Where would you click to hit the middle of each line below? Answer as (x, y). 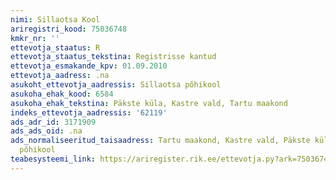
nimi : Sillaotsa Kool (55, 19)
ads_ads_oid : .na (46, 131)
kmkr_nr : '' (35, 38)
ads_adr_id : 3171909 (53, 122)
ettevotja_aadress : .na (60, 76)
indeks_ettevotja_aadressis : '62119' (89, 112)
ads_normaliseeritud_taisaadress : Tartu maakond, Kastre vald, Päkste (160, 141)
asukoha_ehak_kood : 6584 (62, 94)
